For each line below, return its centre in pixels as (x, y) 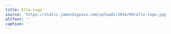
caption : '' (18, 24)
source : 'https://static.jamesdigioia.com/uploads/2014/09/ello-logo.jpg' (87, 14)
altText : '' (18, 19)
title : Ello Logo (24, 10)
